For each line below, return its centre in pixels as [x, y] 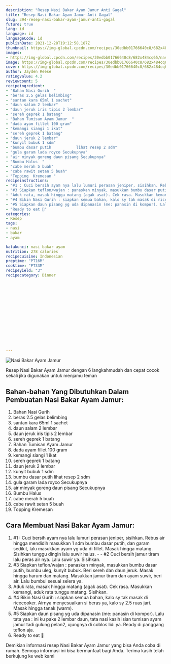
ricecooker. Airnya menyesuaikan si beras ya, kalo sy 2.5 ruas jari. [82, 603]
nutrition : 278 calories [32, 251]
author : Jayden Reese [29, 72]
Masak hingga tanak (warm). [43, 608]
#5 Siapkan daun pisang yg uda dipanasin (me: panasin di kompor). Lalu [89, 614]
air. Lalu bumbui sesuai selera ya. [48, 581]
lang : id [15, 29]
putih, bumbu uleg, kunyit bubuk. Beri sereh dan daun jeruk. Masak [83, 570]
